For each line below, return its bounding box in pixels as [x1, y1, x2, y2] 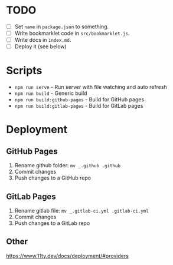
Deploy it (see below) [14, 43, 67, 50]
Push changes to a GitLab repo [14, 219, 90, 227]
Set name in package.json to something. [14, 23, 109, 30]
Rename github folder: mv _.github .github [14, 162, 121, 169]
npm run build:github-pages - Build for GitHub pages [14, 96, 145, 103]
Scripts [6, 64, 43, 77]
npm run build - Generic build [14, 90, 87, 97]
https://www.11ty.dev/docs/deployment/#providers [6, 252, 129, 259]
